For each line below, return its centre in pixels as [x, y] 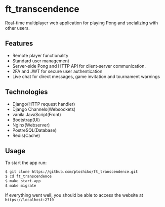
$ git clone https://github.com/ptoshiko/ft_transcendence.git [72, 172]
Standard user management [41, 61]
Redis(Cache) [26, 135]
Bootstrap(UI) [26, 120]
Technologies [27, 92]
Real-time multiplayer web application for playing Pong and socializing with [82, 23]
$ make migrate [21, 186]
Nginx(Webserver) [31, 125]
